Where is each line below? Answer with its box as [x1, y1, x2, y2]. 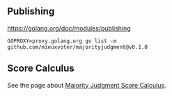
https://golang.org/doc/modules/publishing [7, 24, 131, 32]
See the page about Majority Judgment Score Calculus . [7, 81, 166, 89]
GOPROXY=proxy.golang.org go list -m [7, 38, 117, 45]
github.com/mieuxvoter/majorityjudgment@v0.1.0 [7, 43, 148, 51]
